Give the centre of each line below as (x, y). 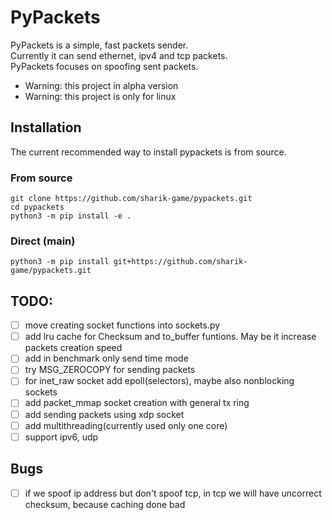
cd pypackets (37, 207)
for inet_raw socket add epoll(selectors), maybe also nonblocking (159, 381)
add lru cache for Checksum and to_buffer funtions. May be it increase (170, 337)
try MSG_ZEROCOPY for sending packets (110, 370)
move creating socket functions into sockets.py (122, 325)
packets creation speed (73, 348)
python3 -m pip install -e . (71, 216)
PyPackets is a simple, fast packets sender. (99, 45)
